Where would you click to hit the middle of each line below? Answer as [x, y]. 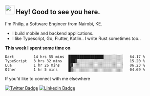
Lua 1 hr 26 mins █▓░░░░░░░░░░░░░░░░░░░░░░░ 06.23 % [75, 65]
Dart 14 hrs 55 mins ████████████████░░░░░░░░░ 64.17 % [75, 57]
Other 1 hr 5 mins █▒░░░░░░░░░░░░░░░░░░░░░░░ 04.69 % [75, 69]
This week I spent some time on [38, 48]
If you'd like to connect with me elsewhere [48, 78]
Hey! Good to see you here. [58, 12]
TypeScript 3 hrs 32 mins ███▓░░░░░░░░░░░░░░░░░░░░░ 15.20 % [75, 61]
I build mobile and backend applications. [53, 33]
